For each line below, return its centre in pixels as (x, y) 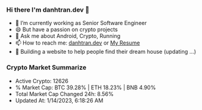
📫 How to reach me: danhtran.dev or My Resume (78, 43)
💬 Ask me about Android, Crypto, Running (68, 36)
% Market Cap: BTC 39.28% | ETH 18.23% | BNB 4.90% (85, 87)
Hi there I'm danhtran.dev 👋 (48, 10)
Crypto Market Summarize (46, 68)
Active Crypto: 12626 (42, 81)
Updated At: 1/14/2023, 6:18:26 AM (59, 100)
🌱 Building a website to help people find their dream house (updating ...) (106, 52)
